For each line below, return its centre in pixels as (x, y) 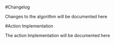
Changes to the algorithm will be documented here (56, 16)
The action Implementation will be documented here (57, 35)
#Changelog (18, 7)
